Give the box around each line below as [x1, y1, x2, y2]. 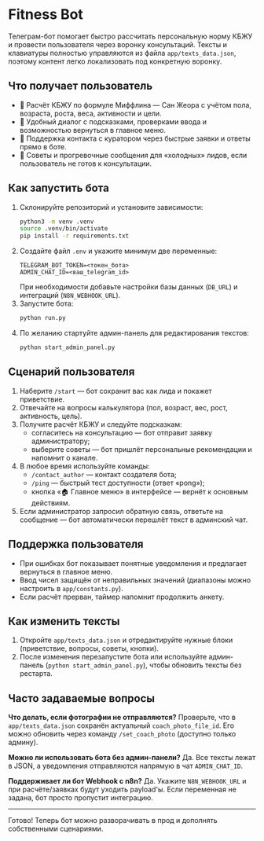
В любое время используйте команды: [19, 461, 151, 471]
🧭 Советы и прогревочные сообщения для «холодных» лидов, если [19, 150, 247, 160]
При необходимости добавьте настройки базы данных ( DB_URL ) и [19, 282, 238, 292]
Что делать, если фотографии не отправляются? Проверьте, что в [8, 713, 236, 722]
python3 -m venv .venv [19, 218, 94, 226]
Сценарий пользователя [8, 365, 135, 379]
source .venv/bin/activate [19, 225, 108, 233]
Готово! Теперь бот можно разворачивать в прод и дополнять [8, 816, 218, 825]
